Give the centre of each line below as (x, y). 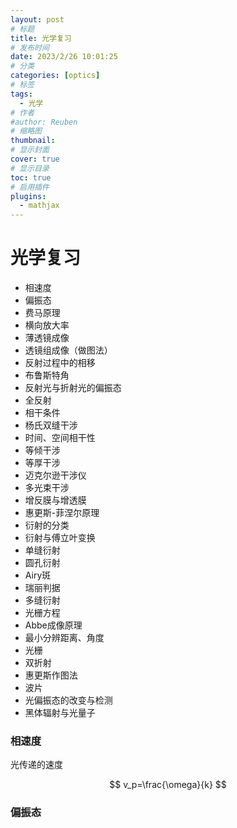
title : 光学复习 (41, 38)
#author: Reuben (44, 122)
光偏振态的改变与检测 (68, 700)
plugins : (28, 196)
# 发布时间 (30, 47)
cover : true (35, 159)
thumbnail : (33, 141)
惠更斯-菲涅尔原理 (62, 513)
